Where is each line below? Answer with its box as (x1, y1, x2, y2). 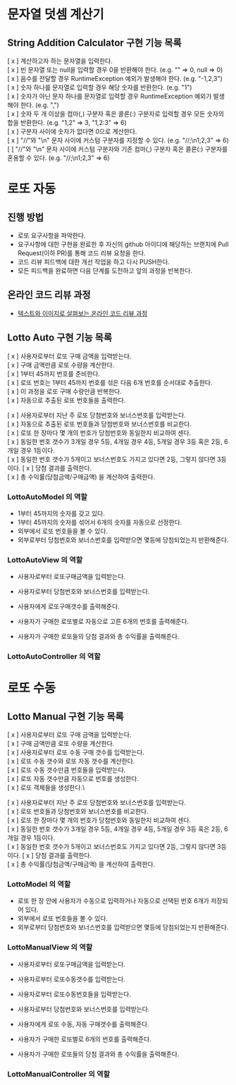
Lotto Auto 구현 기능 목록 (7, 332, 113, 344)
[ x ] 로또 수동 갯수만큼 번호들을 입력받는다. (7, 766, 126, 774)
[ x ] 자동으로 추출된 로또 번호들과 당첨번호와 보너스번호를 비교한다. (7, 419, 192, 428)
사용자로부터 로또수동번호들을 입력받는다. (17, 990, 132, 998)
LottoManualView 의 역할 (7, 943, 93, 952)
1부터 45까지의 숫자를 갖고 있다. (17, 509, 106, 517)
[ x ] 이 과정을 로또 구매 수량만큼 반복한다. (7, 387, 122, 396)
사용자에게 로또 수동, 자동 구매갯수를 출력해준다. (17, 1019, 150, 1028)
